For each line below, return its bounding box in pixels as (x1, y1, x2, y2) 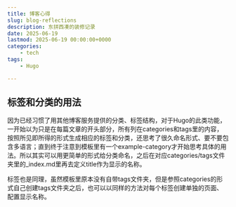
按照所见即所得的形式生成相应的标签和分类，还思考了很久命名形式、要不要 (7, 134, 223, 142)
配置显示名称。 (7, 192, 51, 201)
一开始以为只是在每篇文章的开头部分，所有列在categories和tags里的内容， (7, 125, 223, 133)
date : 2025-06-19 (7, 29, 58, 37)
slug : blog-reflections (7, 17, 77, 24)
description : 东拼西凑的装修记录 (7, 23, 96, 30)
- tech (20, 50, 39, 57)
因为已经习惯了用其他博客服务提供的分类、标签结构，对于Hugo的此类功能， (7, 116, 226, 125)
